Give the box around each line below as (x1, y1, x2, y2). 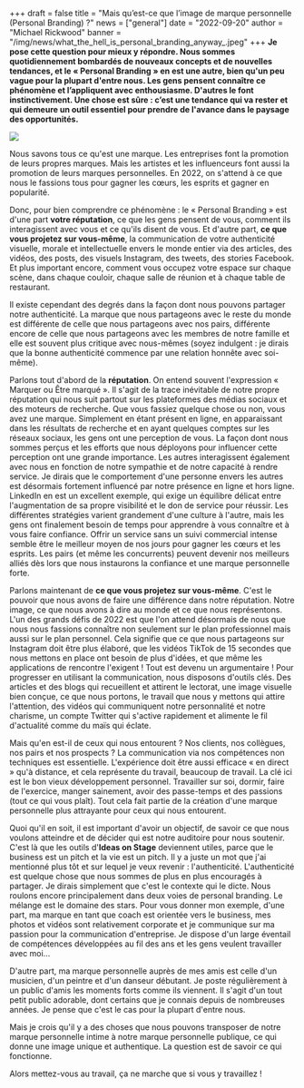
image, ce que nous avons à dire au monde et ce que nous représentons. (9, 604, 283, 615)
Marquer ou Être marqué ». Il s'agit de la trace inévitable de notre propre (9, 385, 279, 395)
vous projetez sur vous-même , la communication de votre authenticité (9, 233, 275, 244)
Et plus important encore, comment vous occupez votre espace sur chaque (9, 262, 292, 273)
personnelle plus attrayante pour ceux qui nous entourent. (9, 805, 227, 816)
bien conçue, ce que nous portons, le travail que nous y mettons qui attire (9, 691, 286, 701)
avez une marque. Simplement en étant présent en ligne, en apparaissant (9, 413, 283, 424)
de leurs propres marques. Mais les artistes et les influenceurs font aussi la (9, 158, 290, 169)
